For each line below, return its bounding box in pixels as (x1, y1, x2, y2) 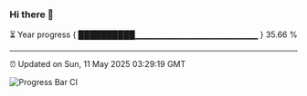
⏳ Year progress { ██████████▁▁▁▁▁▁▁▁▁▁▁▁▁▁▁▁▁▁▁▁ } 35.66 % (9, 29, 298, 40)
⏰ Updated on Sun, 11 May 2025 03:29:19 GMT (9, 59, 186, 70)
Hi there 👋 (9, 8, 55, 21)
